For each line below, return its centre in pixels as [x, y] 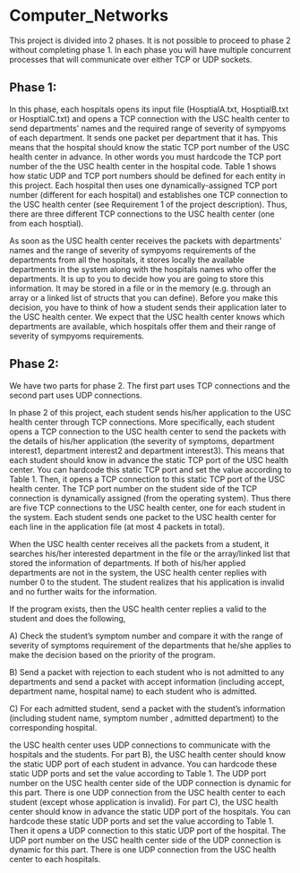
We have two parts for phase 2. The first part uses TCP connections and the [150, 385]
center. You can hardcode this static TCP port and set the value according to [150, 469]
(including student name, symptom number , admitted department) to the [144, 718]
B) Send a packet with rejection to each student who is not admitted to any [147, 672]
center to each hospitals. [55, 859]
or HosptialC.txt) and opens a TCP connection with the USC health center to [150, 118]
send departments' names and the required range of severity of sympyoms [148, 128]
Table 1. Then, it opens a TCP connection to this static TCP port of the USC [147, 479]
